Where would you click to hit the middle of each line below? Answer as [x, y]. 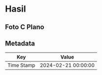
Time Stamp [21, 65]
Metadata [20, 43]
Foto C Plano [25, 27]
